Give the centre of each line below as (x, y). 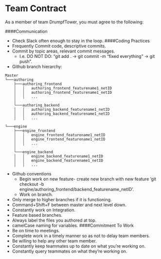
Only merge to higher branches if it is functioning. (62, 199)
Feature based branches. (37, 215)
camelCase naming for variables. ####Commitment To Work (73, 225)
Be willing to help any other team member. (54, 241)
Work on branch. (36, 194)
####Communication (26, 31)
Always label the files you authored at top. (54, 220)
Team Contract (36, 9)
